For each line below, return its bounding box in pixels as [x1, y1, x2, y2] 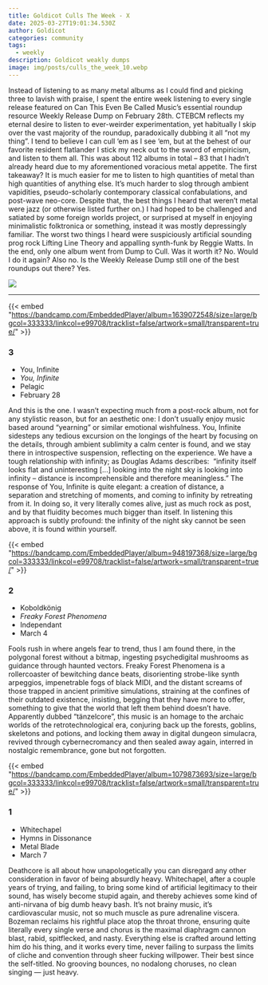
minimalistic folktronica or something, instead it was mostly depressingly [8, 221, 247, 230]
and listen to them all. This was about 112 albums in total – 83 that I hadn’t [8, 153, 250, 163]
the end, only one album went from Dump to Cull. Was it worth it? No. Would [8, 246, 258, 256]
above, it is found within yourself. [8, 524, 117, 534]
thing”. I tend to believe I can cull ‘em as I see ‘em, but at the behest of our [8, 136, 251, 146]
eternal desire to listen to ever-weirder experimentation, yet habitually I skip [8, 119, 257, 128]
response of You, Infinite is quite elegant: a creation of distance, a [8, 482, 225, 491]
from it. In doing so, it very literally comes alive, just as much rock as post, [8, 499, 252, 509]
